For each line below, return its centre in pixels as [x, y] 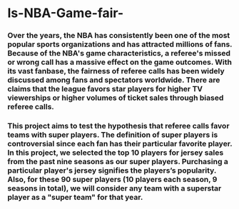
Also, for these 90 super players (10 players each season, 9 [112, 180]
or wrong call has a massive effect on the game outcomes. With [119, 62]
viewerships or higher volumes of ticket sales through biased [116, 98]
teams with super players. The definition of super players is [113, 135]
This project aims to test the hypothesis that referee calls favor [118, 126]
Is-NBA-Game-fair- [66, 13]
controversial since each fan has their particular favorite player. [120, 144]
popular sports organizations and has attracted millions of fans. [120, 44]
